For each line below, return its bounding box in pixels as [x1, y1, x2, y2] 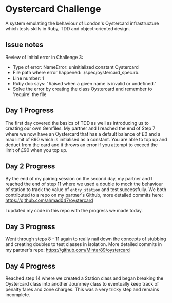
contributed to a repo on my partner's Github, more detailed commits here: [5, 192, 163, 198]
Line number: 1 [12, 75, 44, 81]
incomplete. [5, 292, 31, 298]
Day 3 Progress [5, 222, 55, 231]
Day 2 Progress [5, 162, 55, 171]
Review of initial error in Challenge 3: [5, 54, 83, 60]
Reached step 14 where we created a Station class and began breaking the [5, 275, 164, 281]
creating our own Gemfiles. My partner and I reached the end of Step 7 [5, 125, 156, 131]
